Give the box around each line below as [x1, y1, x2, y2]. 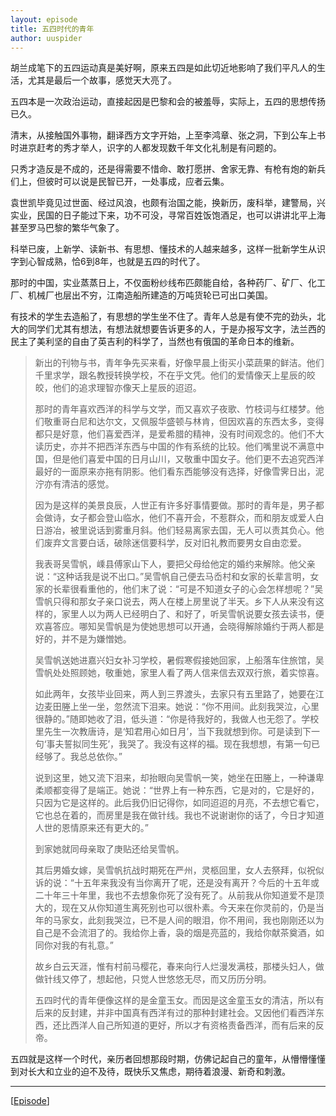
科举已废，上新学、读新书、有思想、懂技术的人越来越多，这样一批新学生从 [10, 243, 317, 255]
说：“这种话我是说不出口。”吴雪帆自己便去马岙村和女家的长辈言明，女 [34, 571, 320, 583]
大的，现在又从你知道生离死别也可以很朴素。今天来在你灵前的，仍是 [34, 902, 316, 914]
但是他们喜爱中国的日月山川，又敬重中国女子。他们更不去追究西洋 [52, 453, 325, 465]
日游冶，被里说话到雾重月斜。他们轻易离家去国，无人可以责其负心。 [34, 524, 316, 536]
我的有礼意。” [61, 939, 114, 951]
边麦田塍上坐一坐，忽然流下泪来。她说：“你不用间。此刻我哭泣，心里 [34, 701, 320, 713]
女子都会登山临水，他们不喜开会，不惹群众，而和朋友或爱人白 [69, 512, 325, 524]
